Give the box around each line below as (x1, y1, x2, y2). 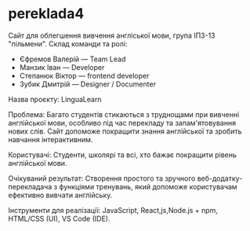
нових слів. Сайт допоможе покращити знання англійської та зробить (8, 126, 242, 136)
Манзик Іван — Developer (19, 62, 105, 71)
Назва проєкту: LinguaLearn (8, 94, 102, 104)
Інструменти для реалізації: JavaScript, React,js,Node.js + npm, (8, 205, 218, 214)
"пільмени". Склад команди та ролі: (8, 38, 128, 48)
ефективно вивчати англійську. (8, 190, 113, 200)
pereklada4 (8, 5, 85, 23)
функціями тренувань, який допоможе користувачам (58, 181, 237, 191)
